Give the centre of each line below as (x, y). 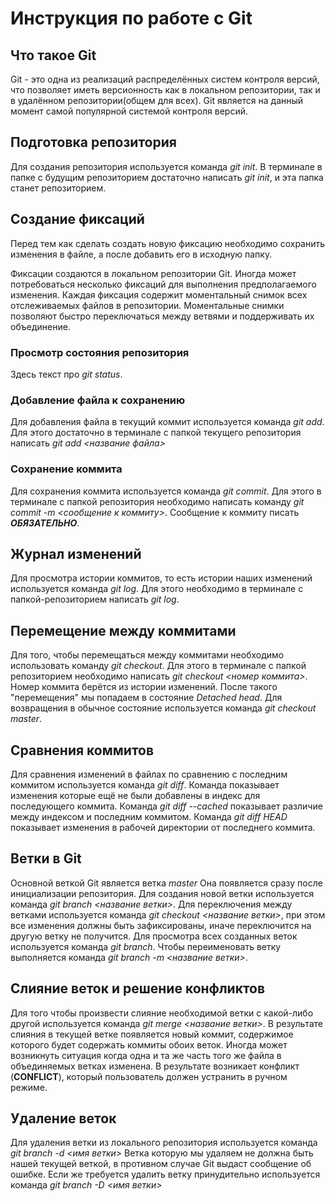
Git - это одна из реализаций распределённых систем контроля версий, (165, 79)
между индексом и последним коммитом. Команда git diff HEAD (149, 816)
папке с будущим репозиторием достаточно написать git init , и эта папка (167, 177)
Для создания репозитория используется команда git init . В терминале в (166, 166)
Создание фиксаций (77, 219)
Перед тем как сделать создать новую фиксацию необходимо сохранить (168, 243)
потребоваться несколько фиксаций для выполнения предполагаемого (163, 284)
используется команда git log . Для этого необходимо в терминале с (157, 589)
